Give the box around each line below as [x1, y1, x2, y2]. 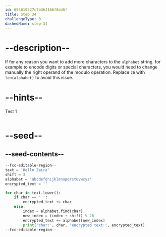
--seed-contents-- [5, 150, 64, 158]
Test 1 [5, 109, 17, 115]
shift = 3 [5, 172, 26, 177]
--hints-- [5, 92, 43, 103]
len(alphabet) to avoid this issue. [5, 75, 73, 81]
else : [14, 204, 26, 209]
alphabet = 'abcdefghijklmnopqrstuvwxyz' [5, 177, 92, 181]
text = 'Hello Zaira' [5, 168, 50, 173]
